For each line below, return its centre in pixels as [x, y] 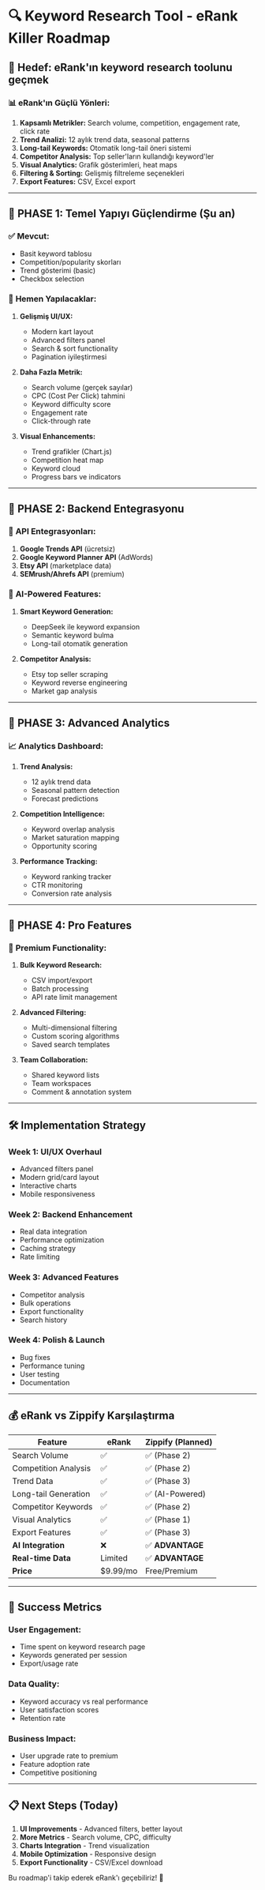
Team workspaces [62, 1084]
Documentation [45, 1382]
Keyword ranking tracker [71, 876]
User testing [39, 1374]
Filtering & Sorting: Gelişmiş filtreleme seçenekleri [102, 173]
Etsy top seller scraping [70, 674]
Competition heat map [67, 460]
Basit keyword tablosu [56, 254]
